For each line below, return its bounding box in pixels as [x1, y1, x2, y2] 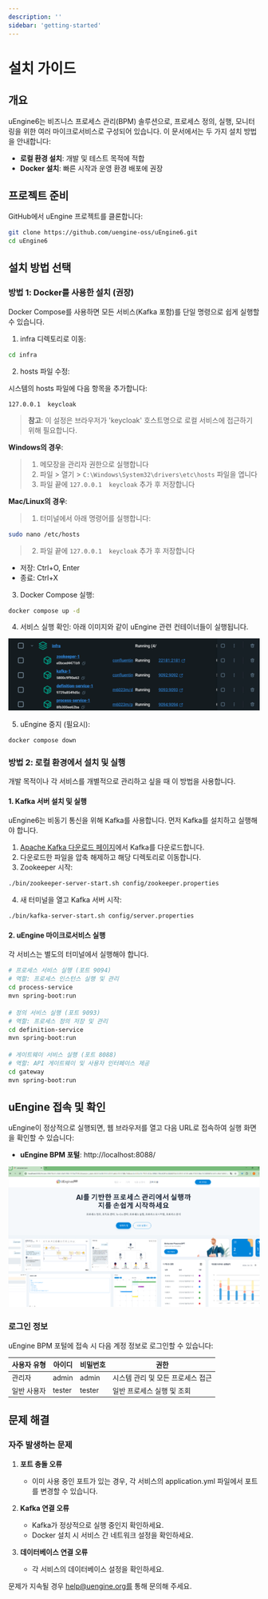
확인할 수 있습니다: [16, 1133, 74, 1143]
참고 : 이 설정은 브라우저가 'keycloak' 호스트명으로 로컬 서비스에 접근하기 [27, 415, 253, 425]
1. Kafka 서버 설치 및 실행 [8, 796, 88, 805]
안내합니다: [16, 136, 52, 146]
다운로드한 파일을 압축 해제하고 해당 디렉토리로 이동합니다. [19, 853, 202, 862]
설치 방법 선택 [8, 261, 72, 275]
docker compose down [8, 737, 77, 745]
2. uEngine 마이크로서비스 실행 [8, 930, 106, 940]
